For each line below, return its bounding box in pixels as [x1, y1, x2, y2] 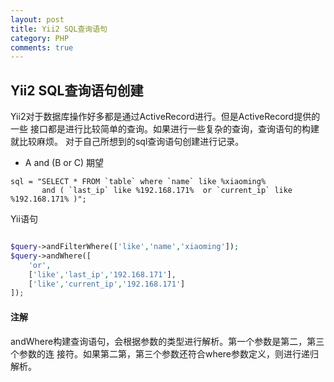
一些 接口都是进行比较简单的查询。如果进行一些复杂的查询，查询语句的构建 [10, 123, 320, 135]
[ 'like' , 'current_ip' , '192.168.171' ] [28, 279, 186, 289]
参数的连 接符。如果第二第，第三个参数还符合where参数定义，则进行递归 [18, 347, 320, 360]
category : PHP [10, 33, 70, 43]
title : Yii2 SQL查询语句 [10, 24, 108, 34]
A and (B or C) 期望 [24, 157, 105, 169]
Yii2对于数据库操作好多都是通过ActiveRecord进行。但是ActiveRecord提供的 [10, 111, 321, 123]
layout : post [10, 14, 65, 25]
